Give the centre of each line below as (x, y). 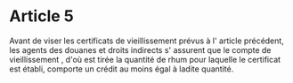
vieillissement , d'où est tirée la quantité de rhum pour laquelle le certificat (145, 59)
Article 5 (41, 16)
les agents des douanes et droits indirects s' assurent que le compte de (140, 49)
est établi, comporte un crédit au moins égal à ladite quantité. (122, 69)
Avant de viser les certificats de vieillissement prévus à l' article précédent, (147, 41)
